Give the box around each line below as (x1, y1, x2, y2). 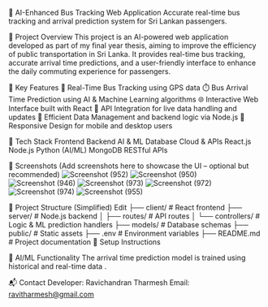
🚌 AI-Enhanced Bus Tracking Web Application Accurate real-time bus (8, 8, 240, 17)
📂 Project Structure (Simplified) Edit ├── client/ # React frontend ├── (8, 203, 242, 212)
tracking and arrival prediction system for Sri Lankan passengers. (8, 16, 227, 26)
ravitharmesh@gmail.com (8, 289, 95, 299)
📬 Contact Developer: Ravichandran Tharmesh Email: (8, 278, 190, 288)
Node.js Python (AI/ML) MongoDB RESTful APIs (8, 145, 168, 154)
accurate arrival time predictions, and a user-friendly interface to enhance (8, 58, 257, 67)
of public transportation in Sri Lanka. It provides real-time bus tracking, (8, 50, 246, 58)
